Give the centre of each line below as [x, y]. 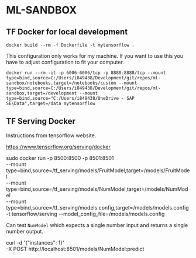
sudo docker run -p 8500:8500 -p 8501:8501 [60, 158]
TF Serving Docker [41, 121]
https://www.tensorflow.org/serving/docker [59, 147]
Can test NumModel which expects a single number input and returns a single [97, 225]
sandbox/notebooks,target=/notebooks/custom [61, 83]
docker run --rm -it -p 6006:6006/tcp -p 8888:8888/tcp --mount [86, 73]
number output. [25, 231]
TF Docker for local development [67, 32]
